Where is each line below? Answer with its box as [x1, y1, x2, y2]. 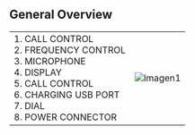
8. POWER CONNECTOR [13, 111, 118, 123]
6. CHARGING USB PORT [13, 89, 120, 101]
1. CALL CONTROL [13, 32, 94, 45]
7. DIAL [13, 99, 45, 112]
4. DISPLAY [13, 66, 63, 79]
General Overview [9, 7, 113, 22]
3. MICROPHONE [13, 55, 86, 67]
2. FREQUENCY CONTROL [13, 44, 126, 56]
